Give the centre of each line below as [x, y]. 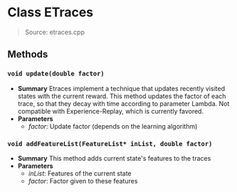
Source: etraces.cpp [55, 32]
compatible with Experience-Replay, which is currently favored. [111, 111]
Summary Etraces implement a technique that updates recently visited [121, 88]
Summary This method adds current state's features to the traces [114, 158]
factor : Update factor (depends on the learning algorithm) [113, 126]
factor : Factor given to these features [83, 181]
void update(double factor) [56, 74]
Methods [28, 54]
